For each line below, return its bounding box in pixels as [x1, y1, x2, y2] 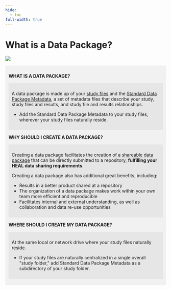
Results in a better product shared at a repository [19, 182, 123, 189]
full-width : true [5, 17, 42, 22]
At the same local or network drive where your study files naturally [12, 239, 152, 246]
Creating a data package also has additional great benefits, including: [12, 173, 158, 179]
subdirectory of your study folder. [19, 265, 90, 272]
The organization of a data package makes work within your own [19, 188, 156, 194]
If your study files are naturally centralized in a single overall [19, 255, 146, 261]
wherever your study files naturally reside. [19, 117, 108, 123]
